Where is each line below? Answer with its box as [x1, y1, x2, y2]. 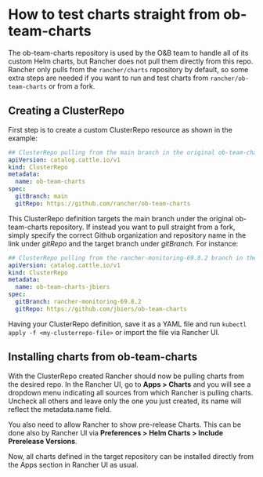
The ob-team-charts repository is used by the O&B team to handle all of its [8, 48, 249, 57]
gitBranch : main [15, 192, 68, 200]
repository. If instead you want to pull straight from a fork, [49, 222, 236, 231]
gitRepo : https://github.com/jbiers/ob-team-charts [15, 304, 188, 313]
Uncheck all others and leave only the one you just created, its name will [8, 396, 242, 406]
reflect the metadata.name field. [8, 404, 112, 413]
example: [8, 133, 38, 143]
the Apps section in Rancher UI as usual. [8, 460, 139, 469]
